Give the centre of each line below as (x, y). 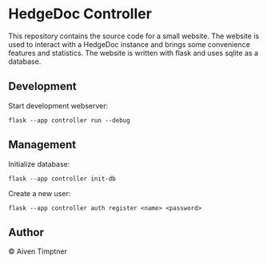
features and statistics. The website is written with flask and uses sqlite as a (133, 53)
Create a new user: (40, 193)
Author (26, 232)
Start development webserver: (58, 105)
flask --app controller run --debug (69, 120)
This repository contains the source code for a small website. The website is (134, 36)
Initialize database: (39, 164)
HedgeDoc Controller (80, 14)
